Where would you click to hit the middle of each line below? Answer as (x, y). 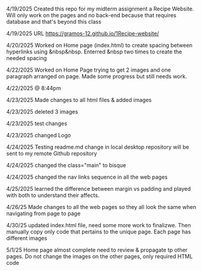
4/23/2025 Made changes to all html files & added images (79, 100)
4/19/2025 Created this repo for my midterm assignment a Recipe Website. (100, 9)
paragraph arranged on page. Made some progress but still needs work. (97, 76)
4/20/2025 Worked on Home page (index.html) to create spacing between (99, 45)
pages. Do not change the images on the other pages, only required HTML (99, 256)
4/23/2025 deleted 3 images (42, 111)
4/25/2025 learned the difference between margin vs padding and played (99, 189)
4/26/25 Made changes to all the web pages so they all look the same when (101, 207)
